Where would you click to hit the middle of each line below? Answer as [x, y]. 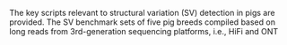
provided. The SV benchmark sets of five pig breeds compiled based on [143, 22]
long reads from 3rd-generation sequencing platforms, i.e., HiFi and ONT [144, 31]
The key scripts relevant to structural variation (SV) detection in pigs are [142, 13]
